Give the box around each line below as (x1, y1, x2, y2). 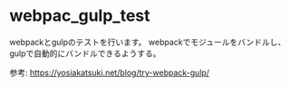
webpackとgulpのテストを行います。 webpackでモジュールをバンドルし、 (9, 36, 286, 47)
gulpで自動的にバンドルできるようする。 (9, 47, 161, 59)
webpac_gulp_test (9, 5, 151, 26)
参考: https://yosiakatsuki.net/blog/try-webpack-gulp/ (9, 67, 210, 78)
